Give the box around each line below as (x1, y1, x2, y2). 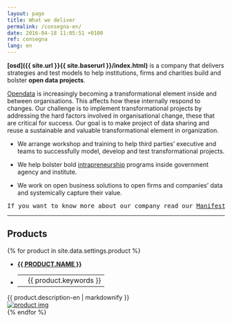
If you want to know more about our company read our (7, 202, 193, 210)
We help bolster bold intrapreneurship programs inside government (17, 161, 209, 168)
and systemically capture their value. (17, 188, 122, 197)
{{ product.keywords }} (27, 275, 101, 285)
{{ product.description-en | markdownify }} (7, 293, 130, 301)
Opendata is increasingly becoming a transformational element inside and (7, 89, 217, 98)
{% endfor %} (7, 307, 47, 316)
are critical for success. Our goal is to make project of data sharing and (7, 119, 209, 127)
